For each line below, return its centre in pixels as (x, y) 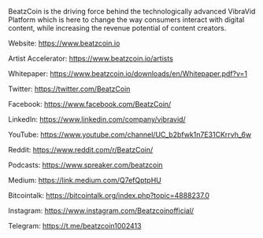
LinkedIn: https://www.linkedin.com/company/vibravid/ (97, 119)
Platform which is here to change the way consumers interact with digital (126, 20)
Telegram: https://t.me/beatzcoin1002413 (75, 226)
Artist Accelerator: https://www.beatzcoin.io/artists (91, 59)
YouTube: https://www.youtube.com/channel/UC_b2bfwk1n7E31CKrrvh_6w (130, 134)
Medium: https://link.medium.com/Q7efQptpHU (85, 180)
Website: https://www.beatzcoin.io (64, 43)
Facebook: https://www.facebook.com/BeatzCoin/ (90, 104)
